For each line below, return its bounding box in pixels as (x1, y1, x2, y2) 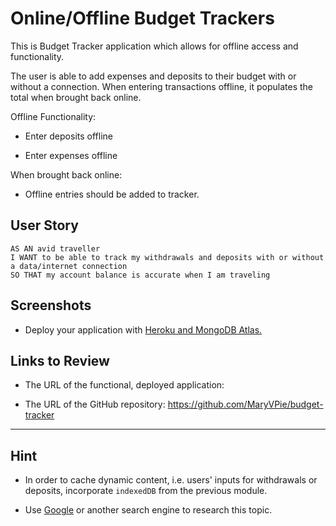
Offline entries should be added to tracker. (24, 188, 200, 200)
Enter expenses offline (24, 149, 118, 161)
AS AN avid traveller (10, 243, 101, 254)
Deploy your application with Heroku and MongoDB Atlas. (24, 323, 263, 336)
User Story (10, 217, 79, 234)
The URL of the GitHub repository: (24, 398, 166, 411)
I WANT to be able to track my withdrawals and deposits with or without (10, 252, 325, 262)
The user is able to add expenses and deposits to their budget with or (10, 70, 297, 82)
